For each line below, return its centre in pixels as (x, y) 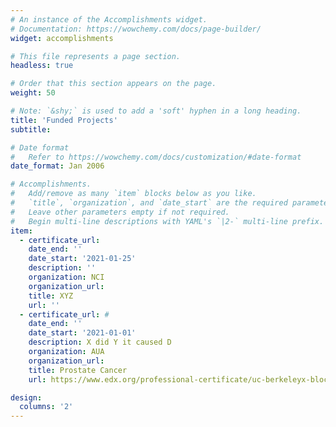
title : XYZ (51, 296)
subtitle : (31, 129)
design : (26, 397)
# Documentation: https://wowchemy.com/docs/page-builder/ (136, 29)
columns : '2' (46, 407)
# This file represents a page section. (96, 56)
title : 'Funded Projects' (64, 120)
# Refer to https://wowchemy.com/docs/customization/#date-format (156, 157)
